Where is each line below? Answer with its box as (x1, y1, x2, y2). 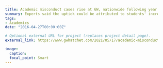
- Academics (5, 20, 29, 25)
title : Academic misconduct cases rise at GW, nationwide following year (5, 7, 158, 12)
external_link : (5, 38, 36, 43)
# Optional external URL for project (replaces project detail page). (5, 34, 151, 38)
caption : (9, 51, 27, 56)
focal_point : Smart (9, 56, 49, 60)
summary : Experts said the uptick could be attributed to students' (5, 11, 147, 16)
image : (5, 46, 18, 51)
